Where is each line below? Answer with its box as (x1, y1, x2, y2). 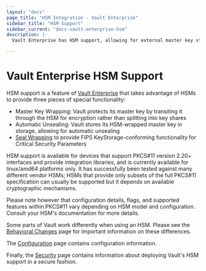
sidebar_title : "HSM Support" (6, 20, 84, 26)
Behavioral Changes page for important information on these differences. (6, 228, 191, 235)
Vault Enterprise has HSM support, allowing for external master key (12, 37, 193, 43)
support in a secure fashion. (6, 258, 78, 265)
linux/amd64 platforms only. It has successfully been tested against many (6, 165, 193, 172)
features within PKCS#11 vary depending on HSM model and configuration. (6, 202, 196, 210)
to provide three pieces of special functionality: (6, 95, 126, 103)
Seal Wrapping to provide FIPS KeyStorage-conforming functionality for (15, 133, 196, 141)
